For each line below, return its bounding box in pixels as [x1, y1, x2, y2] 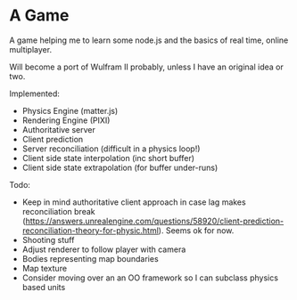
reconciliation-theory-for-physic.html [21, 224, 159, 236]
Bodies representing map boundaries [21, 253, 159, 264]
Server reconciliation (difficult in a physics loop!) [21, 143, 201, 154]
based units [21, 281, 66, 292]
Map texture [21, 263, 68, 273]
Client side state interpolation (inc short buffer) [21, 152, 194, 163]
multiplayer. [9, 44, 52, 54]
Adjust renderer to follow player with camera [21, 244, 186, 255]
